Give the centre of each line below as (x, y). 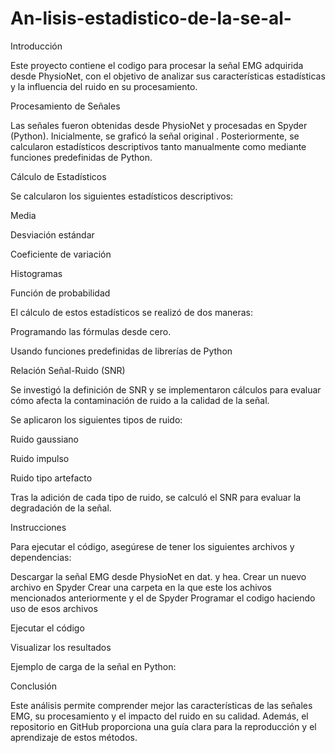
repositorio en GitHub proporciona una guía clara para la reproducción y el (163, 726)
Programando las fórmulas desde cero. (91, 331)
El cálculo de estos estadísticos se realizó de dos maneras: (132, 312)
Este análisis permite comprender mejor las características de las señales (161, 705)
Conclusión (34, 686)
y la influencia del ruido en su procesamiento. (104, 86)
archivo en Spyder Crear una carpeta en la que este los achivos (141, 587)
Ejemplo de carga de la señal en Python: (93, 666)
